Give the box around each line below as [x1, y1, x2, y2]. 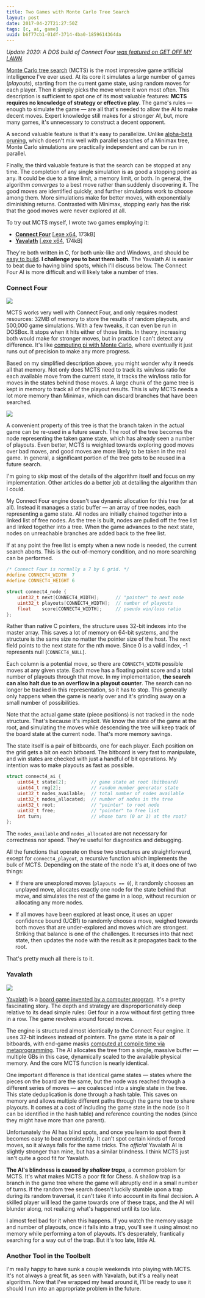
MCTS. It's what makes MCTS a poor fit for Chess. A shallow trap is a [6, 1172, 181, 1180]
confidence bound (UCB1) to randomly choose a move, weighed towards [15, 917, 198, 925]
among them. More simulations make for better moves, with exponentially [6, 194, 191, 201]
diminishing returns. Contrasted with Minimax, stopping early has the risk [6, 201, 190, 208]
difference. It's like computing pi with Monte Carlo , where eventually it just [6, 341, 193, 348]
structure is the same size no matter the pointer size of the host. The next [6, 635, 191, 643]
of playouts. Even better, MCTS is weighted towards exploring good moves [6, 441, 194, 449]
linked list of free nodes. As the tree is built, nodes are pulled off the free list [6, 517, 197, 524]
